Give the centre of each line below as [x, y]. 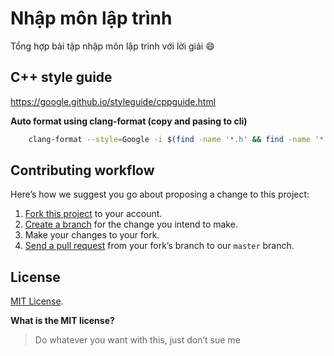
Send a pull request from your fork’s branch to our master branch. [159, 246]
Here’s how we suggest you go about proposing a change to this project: [160, 194]
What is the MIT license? [62, 321]
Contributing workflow [82, 170]
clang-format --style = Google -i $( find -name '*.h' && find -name [169, 139]
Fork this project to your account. [93, 214]
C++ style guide [61, 77]
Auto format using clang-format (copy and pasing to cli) [129, 121]
